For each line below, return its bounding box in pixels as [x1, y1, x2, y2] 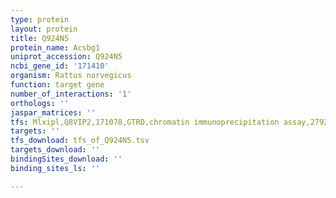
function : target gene [10, 80, 105, 90]
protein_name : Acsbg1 [10, 42, 101, 53]
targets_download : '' [10, 145, 101, 155]
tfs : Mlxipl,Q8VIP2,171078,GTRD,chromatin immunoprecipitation [10, 117, 280, 127]
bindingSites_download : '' [10, 154, 123, 164]
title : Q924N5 [10, 33, 70, 43]
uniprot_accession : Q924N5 [10, 52, 123, 62]
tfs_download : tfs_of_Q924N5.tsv [10, 136, 150, 146]
